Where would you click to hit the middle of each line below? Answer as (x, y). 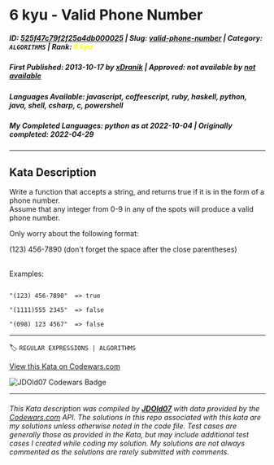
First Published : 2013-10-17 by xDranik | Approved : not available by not (133, 68)
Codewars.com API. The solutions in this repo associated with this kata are (135, 417)
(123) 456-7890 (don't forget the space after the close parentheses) (124, 249)
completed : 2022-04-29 (52, 134)
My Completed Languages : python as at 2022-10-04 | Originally (121, 125)
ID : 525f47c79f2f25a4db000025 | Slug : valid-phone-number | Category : (136, 37)
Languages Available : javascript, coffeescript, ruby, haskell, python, (128, 96)
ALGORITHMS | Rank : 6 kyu (51, 46)
